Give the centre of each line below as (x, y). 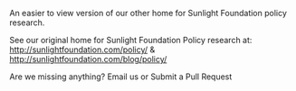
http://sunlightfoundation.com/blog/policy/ (88, 59)
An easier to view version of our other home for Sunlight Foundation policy (148, 13)
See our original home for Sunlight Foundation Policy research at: (131, 40)
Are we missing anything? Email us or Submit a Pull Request (121, 77)
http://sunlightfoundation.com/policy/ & (82, 50)
